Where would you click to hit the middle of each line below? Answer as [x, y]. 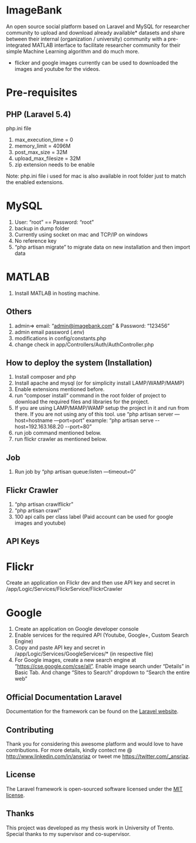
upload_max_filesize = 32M [47, 158]
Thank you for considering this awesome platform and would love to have [94, 744]
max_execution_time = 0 [44, 140]
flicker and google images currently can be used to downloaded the [96, 63]
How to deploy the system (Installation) [79, 363]
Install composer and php [45, 377]
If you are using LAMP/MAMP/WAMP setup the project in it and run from [102, 408]
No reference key [35, 240]
